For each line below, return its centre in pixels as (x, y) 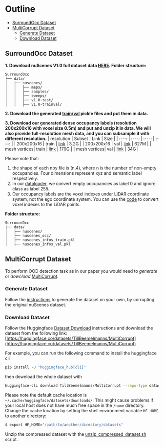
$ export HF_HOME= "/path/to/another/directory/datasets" (64, 424)
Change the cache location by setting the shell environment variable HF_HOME (82, 410)
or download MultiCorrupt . (32, 276)
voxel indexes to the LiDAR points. (46, 204)
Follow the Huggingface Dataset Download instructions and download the (79, 328)
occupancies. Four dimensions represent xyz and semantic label (77, 173)
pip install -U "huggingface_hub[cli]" (46, 367)
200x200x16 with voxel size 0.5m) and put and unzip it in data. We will (78, 128)
